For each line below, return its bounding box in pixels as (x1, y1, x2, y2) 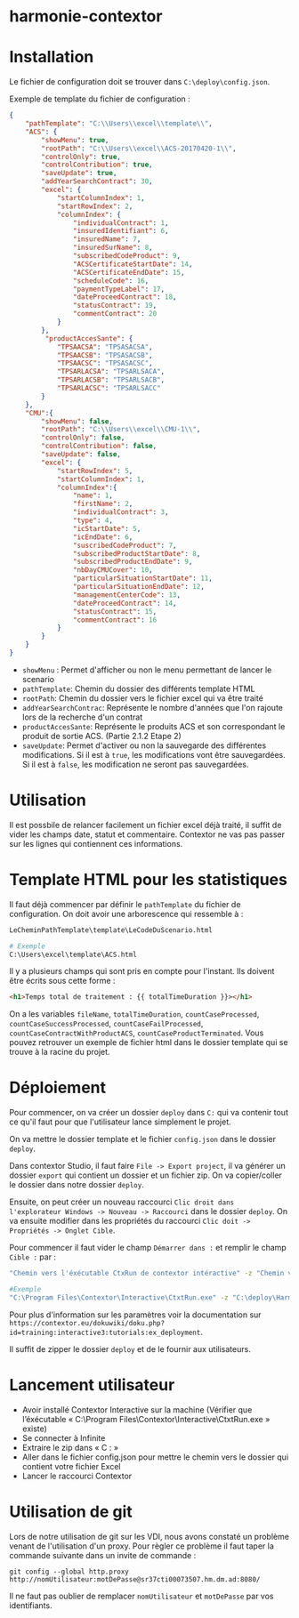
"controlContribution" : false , (41, 442, 158, 451)
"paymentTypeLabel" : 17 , (72, 285, 166, 294)
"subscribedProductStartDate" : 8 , (72, 549, 201, 558)
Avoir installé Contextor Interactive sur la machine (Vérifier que (21, 1404, 253, 1415)
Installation (9, 47, 94, 68)
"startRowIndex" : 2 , (56, 202, 133, 211)
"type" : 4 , (72, 516, 114, 525)
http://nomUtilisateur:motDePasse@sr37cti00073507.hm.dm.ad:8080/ (9, 1574, 261, 1584)
